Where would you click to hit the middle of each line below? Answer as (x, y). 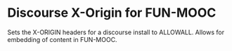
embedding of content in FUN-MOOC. (62, 39)
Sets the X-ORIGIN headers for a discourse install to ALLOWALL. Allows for (116, 32)
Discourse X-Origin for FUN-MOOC (112, 13)
